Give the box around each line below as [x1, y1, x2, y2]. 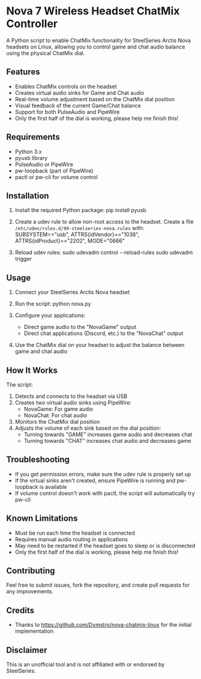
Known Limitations [6, 514, 78, 524]
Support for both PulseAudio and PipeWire [14, 108, 120, 115]
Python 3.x [14, 148, 42, 155]
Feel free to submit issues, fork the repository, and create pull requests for [6, 581, 190, 589]
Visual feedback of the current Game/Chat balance [14, 102, 141, 109]
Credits [6, 605, 35, 615]
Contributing [6, 566, 55, 576]
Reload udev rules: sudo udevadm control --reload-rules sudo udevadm [14, 249, 193, 256]
